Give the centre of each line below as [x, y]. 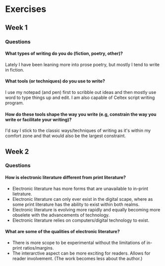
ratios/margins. [38, 248]
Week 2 [17, 151]
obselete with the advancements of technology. [61, 215]
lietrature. [22, 194]
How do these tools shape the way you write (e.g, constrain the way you [81, 114]
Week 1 [16, 28]
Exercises [26, 9]
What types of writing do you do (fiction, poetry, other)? [64, 54]
